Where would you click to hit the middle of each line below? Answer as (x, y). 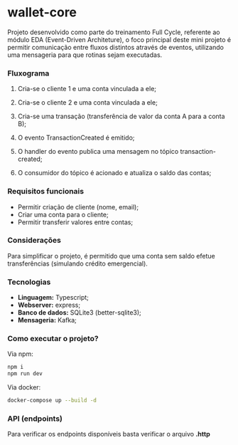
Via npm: (20, 354)
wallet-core (42, 12)
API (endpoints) (35, 419)
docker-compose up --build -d (52, 400)
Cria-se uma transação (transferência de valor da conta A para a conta (121, 116)
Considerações (34, 241)
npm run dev (25, 374)
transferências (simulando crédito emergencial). (77, 263)
